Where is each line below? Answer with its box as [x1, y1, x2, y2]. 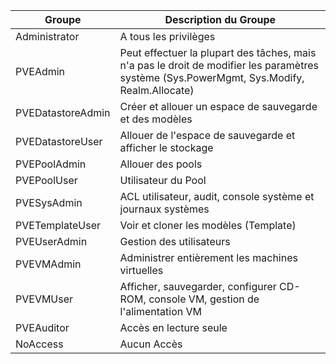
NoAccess [15, 337, 64, 351]
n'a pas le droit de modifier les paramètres [119, 59, 319, 72]
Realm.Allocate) [119, 84, 195, 97]
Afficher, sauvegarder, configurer [119, 280, 277, 293]
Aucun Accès [119, 337, 183, 351]
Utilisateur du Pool [119, 174, 207, 187]
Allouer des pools [119, 157, 203, 171]
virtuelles [119, 264, 164, 277]
